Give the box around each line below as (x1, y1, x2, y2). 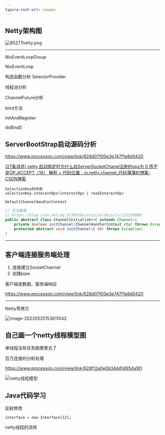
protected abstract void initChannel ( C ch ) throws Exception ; (14, 226, 144, 231)
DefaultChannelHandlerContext (5, 200, 67, 205)
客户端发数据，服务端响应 (5, 281, 57, 287)
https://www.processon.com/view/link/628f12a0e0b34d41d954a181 (5, 365, 142, 372)
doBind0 (5, 124, 23, 130)
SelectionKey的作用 (5, 186, 43, 192)
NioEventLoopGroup (5, 54, 47, 60)
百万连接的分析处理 (5, 355, 44, 362)
